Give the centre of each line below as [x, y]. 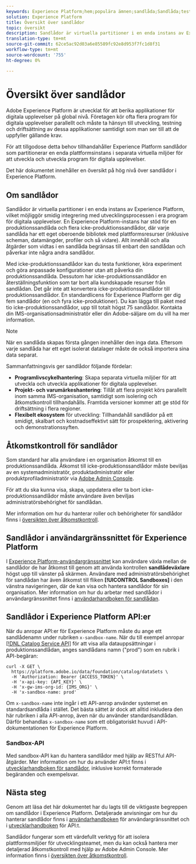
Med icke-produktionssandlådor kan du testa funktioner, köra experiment [94, 264]
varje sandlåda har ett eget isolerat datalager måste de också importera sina [98, 349]
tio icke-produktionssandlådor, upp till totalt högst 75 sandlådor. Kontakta [94, 307]
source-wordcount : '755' [36, 55]
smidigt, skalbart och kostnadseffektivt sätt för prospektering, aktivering [101, 421]
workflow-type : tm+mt [32, 50]
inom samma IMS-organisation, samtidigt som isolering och [86, 396]
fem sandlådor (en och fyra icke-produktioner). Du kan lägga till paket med [96, 301]
